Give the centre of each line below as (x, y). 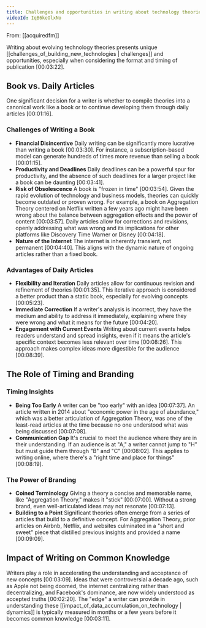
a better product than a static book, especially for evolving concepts (101, 296)
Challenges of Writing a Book (51, 130)
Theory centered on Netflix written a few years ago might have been (101, 208)
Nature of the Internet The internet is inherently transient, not (93, 241)
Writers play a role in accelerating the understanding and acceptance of (97, 573)
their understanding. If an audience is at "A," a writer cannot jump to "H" (106, 444)
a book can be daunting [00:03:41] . (60, 182)
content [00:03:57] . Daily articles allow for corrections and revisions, (102, 221)
